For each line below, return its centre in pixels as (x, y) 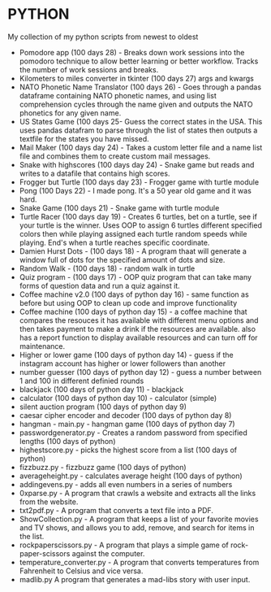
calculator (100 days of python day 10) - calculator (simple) (118, 398)
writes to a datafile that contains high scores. (95, 173)
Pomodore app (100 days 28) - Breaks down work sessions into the (132, 52)
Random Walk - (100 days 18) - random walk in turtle (107, 268)
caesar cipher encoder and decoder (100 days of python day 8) (125, 415)
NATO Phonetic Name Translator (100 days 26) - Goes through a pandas (140, 87)
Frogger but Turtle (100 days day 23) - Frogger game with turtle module (139, 182)
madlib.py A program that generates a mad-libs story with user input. (135, 579)
